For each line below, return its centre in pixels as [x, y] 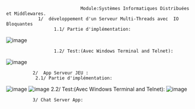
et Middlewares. [26, 14]
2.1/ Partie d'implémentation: [74, 78]
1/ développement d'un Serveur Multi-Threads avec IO [108, 19]
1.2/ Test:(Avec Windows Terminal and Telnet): [114, 51]
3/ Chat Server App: [58, 100]
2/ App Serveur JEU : [60, 73]
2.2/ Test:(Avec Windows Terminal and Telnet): [108, 89]
